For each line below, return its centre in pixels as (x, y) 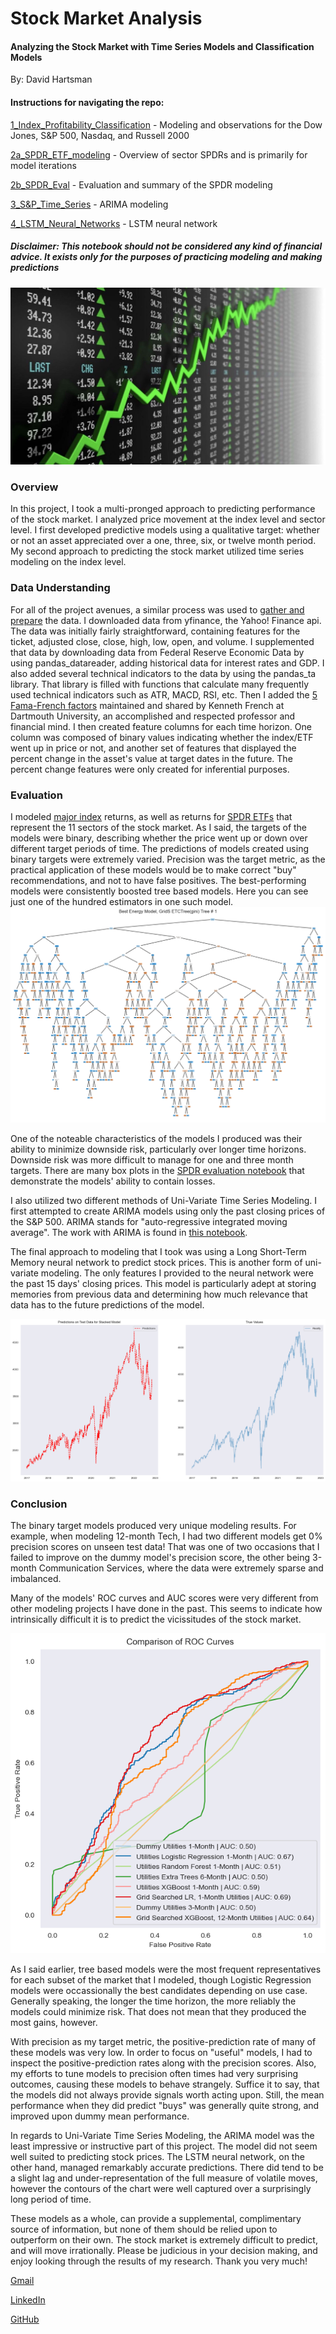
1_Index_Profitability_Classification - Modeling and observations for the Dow (166, 124)
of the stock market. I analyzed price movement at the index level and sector (168, 519)
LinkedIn (28, 2299)
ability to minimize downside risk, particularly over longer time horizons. (158, 1149)
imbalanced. (36, 1579)
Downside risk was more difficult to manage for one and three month (152, 1159)
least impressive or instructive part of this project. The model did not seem (164, 2146)
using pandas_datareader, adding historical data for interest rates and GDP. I (167, 663)
